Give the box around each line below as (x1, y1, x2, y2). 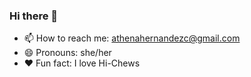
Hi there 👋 (9, 9, 59, 23)
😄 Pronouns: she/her (23, 47, 112, 59)
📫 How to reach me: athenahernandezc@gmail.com (23, 32, 241, 44)
